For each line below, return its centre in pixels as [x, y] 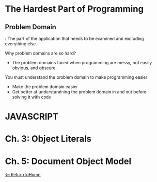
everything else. [21, 44]
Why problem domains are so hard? [40, 53]
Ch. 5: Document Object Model [68, 161]
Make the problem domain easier [45, 87]
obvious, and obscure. [34, 68]
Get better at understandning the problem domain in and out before [79, 92]
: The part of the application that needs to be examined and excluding [75, 38]
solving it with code [31, 97]
